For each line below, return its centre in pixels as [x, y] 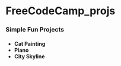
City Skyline [29, 56]
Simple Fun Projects [35, 30]
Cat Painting [30, 43]
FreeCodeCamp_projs [60, 11]
